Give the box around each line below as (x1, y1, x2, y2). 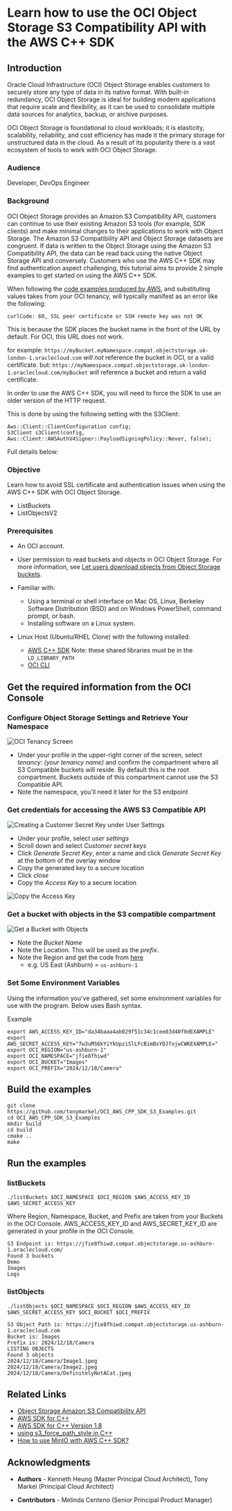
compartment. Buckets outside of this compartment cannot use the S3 (17, 773, 219, 781)
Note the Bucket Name (17, 938, 83, 947)
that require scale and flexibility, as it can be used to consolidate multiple (7, 103, 215, 111)
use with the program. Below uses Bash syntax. (7, 1001, 143, 1009)
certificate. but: (7, 360, 51, 369)
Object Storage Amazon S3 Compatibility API (17, 1407, 146, 1415)
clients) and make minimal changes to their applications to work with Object (7, 227, 224, 235)
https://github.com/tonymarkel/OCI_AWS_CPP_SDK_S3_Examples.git (7, 1108, 197, 1115)
